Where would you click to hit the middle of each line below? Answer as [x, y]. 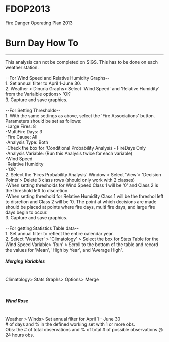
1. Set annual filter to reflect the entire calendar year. [60, 233]
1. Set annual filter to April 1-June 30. [43, 83]
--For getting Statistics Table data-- [42, 228]
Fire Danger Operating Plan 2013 [39, 23]
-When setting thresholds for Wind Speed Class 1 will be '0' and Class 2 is [82, 185]
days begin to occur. [26, 212]
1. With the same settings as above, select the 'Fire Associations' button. [80, 115]
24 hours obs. [20, 335]
